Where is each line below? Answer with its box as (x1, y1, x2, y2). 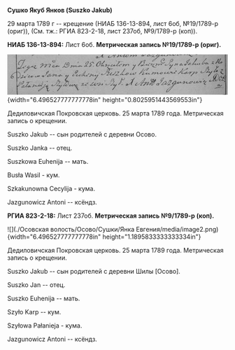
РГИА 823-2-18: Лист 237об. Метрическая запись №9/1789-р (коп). (7, 211, 215, 220)
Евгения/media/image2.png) (136, 225, 219, 234)
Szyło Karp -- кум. (7, 308, 62, 316)
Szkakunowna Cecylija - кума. (7, 185, 96, 193)
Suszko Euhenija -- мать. (7, 294, 80, 303)
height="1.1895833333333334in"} (102, 232, 201, 241)
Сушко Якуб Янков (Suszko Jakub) (7, 6, 113, 14)
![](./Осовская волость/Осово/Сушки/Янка (7, 225, 135, 234)
